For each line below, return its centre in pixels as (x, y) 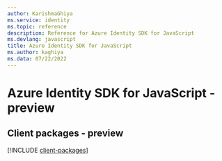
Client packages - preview (65, 134)
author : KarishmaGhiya (40, 14)
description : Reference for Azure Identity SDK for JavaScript (101, 33)
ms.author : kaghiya (35, 53)
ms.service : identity (39, 20)
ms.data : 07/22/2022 (37, 59)
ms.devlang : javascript (42, 40)
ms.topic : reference (37, 26)
